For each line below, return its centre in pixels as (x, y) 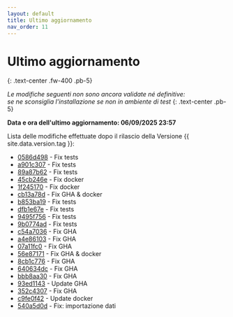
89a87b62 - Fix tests (47, 172)
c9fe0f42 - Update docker (55, 299)
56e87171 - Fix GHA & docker (59, 254)
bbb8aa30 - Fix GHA (47, 276)
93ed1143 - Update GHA (52, 283)
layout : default (31, 14)
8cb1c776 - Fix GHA (46, 261)
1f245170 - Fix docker (48, 187)
